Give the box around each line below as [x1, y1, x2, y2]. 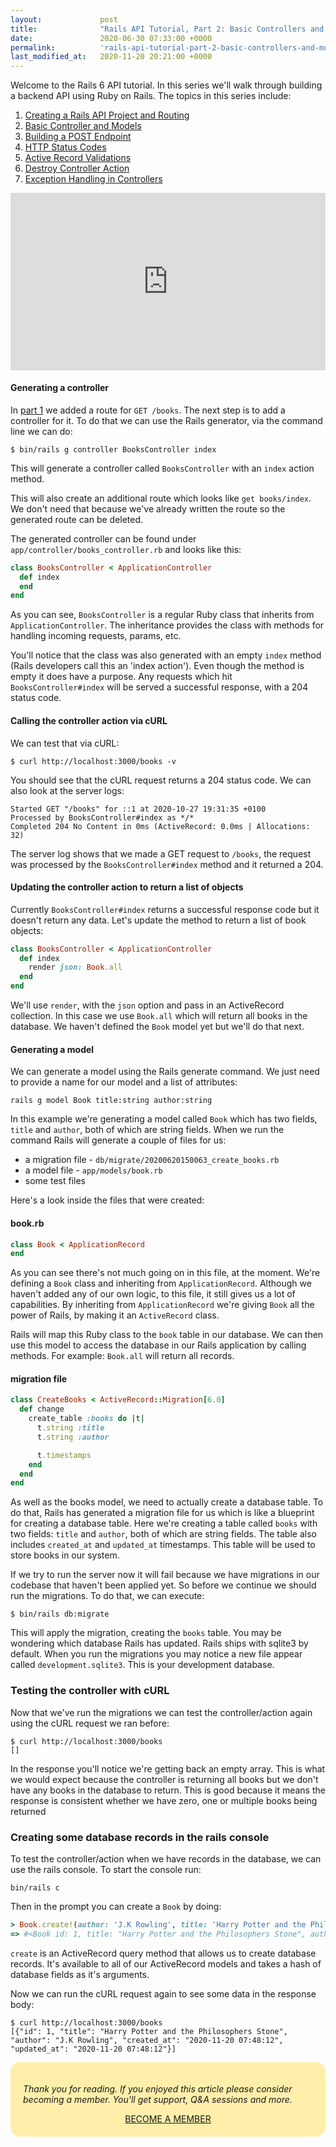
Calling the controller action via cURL [10, 714, 168, 726]
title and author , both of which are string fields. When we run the [10, 1124, 285, 1136]
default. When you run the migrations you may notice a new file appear [10, 1648, 303, 1660]
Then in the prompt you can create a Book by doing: [10, 1900, 222, 1912]
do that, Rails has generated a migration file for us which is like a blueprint [10, 1507, 315, 1519]
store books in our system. [10, 1549, 120, 1561]
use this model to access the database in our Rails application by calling [10, 1339, 307, 1351]
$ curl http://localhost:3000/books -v [10, 756, 177, 766]
